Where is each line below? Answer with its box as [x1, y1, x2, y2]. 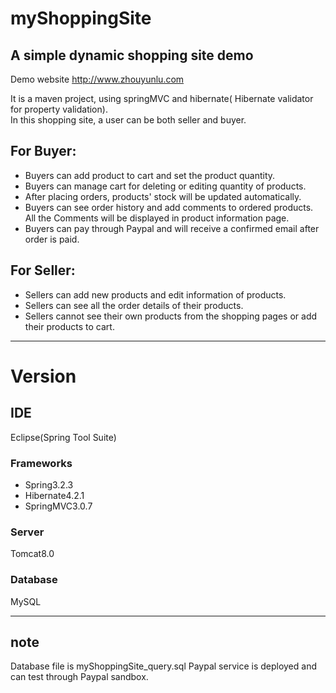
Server [10, 525, 45, 539]
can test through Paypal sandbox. [10, 671, 149, 683]
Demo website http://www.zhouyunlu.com [10, 73, 185, 85]
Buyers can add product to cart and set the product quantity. [24, 169, 276, 181]
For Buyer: [10, 143, 77, 160]
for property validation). [10, 103, 108, 115]
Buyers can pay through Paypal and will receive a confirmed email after [24, 222, 320, 234]
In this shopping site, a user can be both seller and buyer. [10, 114, 247, 126]
